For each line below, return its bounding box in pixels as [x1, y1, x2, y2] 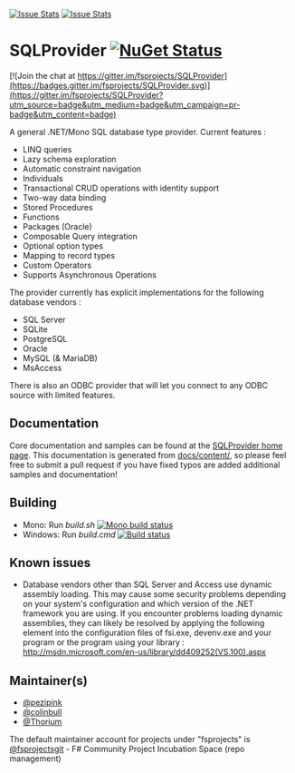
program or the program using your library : [22, 637, 186, 648]
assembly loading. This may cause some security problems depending [22, 589, 287, 600]
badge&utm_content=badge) [9, 109, 117, 120]
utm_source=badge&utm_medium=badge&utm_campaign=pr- [9, 99, 241, 110]
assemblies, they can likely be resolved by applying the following [22, 618, 265, 629]
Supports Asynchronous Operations [22, 269, 157, 280]
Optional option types [22, 240, 104, 251]
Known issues [9, 554, 91, 571]
